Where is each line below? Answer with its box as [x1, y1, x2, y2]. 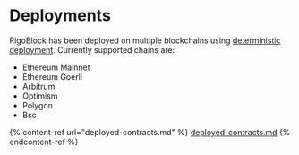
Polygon [21, 99, 54, 110]
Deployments [9, 5, 112, 26]
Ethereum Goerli [21, 71, 83, 82]
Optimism [21, 90, 58, 101]
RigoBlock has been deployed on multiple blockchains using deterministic [9, 35, 281, 46]
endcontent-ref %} [9, 136, 79, 147]
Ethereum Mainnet [21, 62, 91, 73]
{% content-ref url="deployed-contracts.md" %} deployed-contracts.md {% [9, 126, 291, 137]
